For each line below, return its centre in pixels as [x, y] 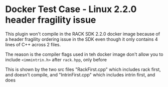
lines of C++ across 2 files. [33, 44]
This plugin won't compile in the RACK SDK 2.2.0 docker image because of [83, 34]
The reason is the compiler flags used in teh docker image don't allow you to [84, 54]
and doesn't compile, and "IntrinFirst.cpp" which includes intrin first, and [80, 74]
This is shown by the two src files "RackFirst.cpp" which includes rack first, [83, 69]
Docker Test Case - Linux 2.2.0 [71, 9]
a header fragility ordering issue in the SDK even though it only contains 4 [81, 39]
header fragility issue [51, 20]
